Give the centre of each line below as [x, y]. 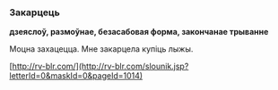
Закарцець [35, 12]
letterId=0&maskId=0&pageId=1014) [76, 76]
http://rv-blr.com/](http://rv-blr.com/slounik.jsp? [100, 66]
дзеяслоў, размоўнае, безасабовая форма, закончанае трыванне [139, 32]
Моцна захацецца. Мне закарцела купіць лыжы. [101, 49]
